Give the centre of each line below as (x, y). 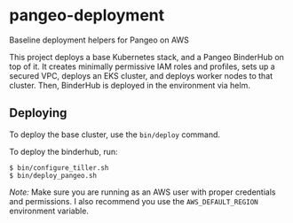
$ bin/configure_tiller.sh (59, 168)
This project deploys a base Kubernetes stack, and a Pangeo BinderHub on (146, 57)
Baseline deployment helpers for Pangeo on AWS (99, 40)
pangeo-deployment (87, 15)
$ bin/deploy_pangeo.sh (53, 175)
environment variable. (49, 211)
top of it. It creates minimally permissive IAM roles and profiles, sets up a (142, 66)
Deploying (38, 113)
